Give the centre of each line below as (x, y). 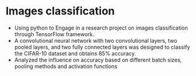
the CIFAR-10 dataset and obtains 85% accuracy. (75, 53)
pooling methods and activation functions (66, 66)
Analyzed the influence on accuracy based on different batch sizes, (98, 60)
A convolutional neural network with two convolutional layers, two (96, 40)
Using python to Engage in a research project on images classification (101, 28)
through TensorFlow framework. (54, 34)
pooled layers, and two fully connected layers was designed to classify (102, 47)
